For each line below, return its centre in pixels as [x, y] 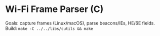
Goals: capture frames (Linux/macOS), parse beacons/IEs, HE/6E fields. [80, 23]
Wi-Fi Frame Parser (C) [54, 9]
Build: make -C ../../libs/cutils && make [49, 28]
